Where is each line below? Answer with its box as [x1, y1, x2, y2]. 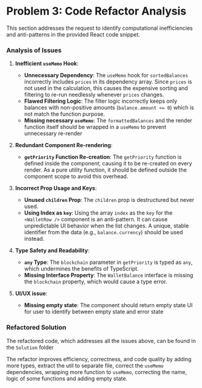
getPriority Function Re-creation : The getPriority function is [24, 153, 182, 161]
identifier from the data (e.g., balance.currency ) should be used [24, 229, 183, 236]
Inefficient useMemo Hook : [15, 60, 79, 68]
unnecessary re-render [24, 130, 82, 137]
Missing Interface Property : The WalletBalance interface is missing [24, 272, 194, 279]
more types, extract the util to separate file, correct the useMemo [6, 362, 164, 369]
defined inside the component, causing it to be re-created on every [24, 160, 192, 167]
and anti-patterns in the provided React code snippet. [6, 30, 141, 38]
